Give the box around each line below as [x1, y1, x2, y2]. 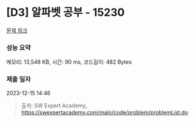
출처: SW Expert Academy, [21, 101, 87, 109]
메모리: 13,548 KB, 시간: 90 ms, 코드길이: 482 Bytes [6, 58, 132, 66]
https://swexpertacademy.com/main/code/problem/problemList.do [21, 109, 189, 116]
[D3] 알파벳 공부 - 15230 [6, 5, 125, 19]
